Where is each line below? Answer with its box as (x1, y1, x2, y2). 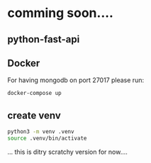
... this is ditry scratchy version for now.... (7, 147, 128, 156)
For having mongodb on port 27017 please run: (7, 76, 144, 84)
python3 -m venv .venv (7, 128, 74, 135)
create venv (7, 109, 62, 121)
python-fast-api (7, 33, 80, 45)
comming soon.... (7, 5, 113, 21)
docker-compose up (7, 90, 62, 97)
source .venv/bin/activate (7, 135, 87, 142)
